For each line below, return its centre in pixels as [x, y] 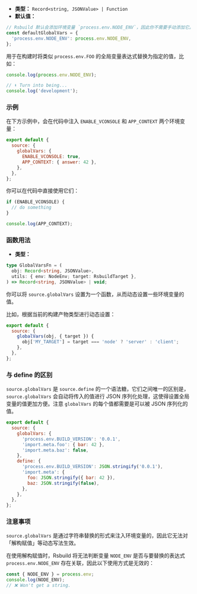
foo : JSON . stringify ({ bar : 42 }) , [72, 478]
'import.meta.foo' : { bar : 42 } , [63, 444]
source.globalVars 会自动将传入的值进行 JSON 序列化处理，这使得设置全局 [98, 396]
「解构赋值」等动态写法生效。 [42, 543]
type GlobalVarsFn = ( [34, 266]
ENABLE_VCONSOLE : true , [51, 157]
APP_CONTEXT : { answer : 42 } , [59, 162]
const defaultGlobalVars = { [42, 33]
